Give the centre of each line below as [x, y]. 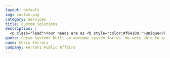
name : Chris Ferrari [27, 43]
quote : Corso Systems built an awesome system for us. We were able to [82, 38]
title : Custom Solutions [31, 24]
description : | [21, 29]
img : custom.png [22, 15]
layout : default [22, 10]
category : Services [26, 19]
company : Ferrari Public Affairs [40, 47]
